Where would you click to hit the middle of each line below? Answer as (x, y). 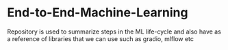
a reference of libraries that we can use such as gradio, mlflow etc (100, 38)
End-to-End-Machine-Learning (98, 13)
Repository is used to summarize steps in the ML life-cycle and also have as (114, 32)
